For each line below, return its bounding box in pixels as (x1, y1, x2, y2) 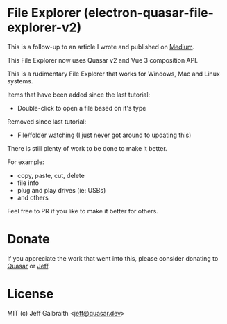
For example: (7, 158, 45, 166)
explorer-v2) (7, 19, 82, 35)
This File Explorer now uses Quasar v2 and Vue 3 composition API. (7, 56, 199, 64)
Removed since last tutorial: (7, 117, 87, 126)
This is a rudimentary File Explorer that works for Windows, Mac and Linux (7, 70, 220, 78)
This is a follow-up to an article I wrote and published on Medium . (7, 42, 195, 51)
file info (17, 179, 40, 187)
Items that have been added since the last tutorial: (7, 90, 151, 99)
